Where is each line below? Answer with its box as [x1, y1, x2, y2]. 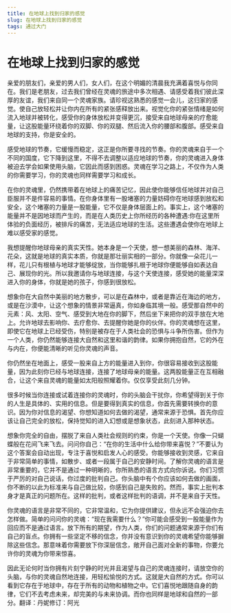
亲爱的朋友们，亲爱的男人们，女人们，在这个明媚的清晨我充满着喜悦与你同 [7, 79, 218, 87]
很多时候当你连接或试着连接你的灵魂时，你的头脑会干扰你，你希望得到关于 [7, 391, 218, 399]
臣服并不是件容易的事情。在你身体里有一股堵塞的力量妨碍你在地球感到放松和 [7, 194, 224, 203]
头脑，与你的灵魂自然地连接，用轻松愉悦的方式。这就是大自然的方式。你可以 [7, 573, 224, 581]
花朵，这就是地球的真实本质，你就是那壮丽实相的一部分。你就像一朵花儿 [7, 252, 212, 261]
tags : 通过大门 [7, 23, 47, 30]
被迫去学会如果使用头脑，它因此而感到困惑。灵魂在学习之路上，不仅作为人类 [7, 163, 224, 171]
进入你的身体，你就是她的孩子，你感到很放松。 [7, 278, 140, 286]
